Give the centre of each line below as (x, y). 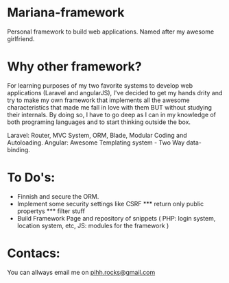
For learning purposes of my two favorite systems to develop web (100, 85)
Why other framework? (74, 67)
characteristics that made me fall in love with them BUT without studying (110, 107)
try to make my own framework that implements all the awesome (98, 100)
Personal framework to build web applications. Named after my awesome (111, 32)
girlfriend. (21, 38)
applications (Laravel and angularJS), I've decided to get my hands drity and (115, 93)
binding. (19, 149)
